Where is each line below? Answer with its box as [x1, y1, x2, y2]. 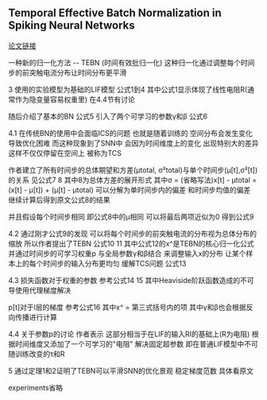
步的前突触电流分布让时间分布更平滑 [8, 68, 127, 77]
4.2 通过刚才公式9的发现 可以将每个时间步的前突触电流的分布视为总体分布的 [8, 228, 257, 238]
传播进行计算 [14, 312, 57, 321]
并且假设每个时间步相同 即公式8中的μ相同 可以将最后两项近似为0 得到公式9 [8, 212, 254, 221]
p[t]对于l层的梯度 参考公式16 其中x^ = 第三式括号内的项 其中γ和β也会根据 [8, 302, 246, 312]
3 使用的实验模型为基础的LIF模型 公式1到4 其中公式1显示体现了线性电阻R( [8, 84, 248, 94]
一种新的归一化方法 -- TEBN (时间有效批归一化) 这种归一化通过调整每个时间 [8, 57, 256, 67]
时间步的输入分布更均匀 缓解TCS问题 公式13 [42, 258, 187, 268]
